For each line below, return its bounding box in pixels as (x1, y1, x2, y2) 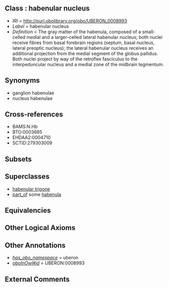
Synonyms (5, 76, 40, 85)
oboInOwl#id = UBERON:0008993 (12, 260, 85, 266)
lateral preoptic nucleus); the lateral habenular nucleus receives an (12, 45, 154, 51)
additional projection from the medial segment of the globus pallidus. (12, 50, 158, 56)
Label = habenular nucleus (12, 23, 69, 29)
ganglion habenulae (12, 90, 54, 96)
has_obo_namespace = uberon (12, 255, 79, 261)
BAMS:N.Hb (12, 124, 38, 130)
